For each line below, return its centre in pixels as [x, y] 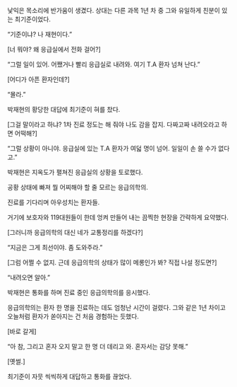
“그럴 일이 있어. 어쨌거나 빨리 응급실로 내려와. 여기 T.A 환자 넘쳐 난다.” [104, 64]
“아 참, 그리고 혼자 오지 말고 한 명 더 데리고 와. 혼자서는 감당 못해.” [98, 346]
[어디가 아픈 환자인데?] [39, 79]
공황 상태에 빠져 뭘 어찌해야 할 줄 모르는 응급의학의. [78, 187]
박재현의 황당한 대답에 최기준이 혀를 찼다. [64, 109]
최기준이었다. [33, 19]
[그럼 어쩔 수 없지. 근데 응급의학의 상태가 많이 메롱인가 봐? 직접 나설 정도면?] [112, 262]
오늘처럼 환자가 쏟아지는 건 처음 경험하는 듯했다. [73, 316]
